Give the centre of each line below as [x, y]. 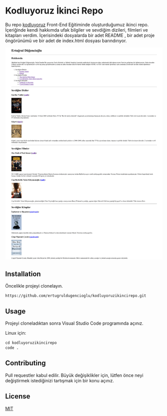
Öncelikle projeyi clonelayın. [34, 286]
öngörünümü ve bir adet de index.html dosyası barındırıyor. [66, 41]
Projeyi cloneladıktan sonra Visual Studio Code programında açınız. [74, 323]
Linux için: [16, 333]
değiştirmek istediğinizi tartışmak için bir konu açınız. [59, 380]
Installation [23, 274]
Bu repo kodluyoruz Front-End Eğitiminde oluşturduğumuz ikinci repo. [77, 25]
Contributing [25, 363]
